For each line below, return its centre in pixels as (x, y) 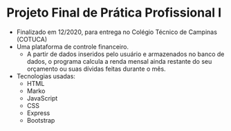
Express (38, 113)
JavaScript (42, 98)
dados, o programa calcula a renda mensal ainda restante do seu (119, 61)
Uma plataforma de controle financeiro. (73, 46)
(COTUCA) (32, 39)
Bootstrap (41, 120)
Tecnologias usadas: (46, 76)
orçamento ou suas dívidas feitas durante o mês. (96, 69)
